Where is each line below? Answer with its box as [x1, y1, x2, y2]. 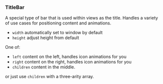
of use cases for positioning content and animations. [5, 20, 111, 26]
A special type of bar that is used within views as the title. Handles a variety [5, 15, 158, 21]
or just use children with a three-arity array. [5, 74, 94, 80]
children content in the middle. [12, 64, 76, 70]
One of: [5, 44, 21, 50]
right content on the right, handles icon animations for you [12, 59, 132, 65]
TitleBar [5, 4, 25, 11]
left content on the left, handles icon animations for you [12, 54, 127, 60]
